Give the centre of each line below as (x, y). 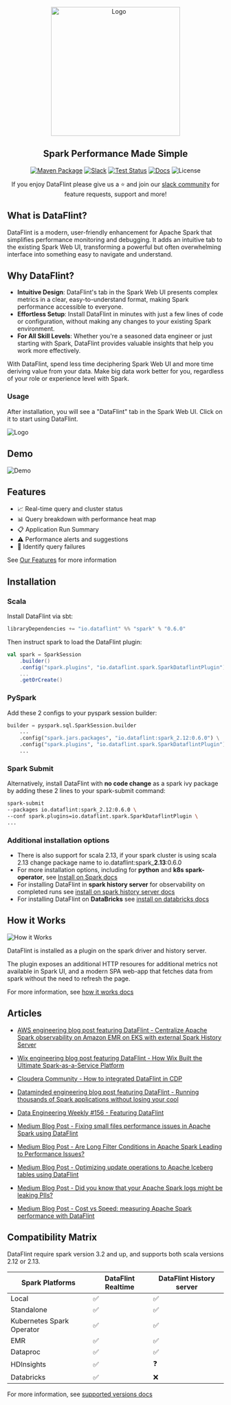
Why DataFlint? (41, 276)
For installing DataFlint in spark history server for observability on (111, 884)
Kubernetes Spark (40, 1320)
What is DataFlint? (47, 216)
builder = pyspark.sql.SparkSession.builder (72, 726)
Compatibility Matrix (52, 1238)
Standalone (29, 1309)
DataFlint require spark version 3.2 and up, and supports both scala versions (115, 1254)
